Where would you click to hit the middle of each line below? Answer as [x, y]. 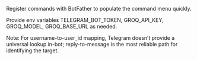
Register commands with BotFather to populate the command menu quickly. [99, 9]
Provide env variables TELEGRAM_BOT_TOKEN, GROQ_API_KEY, [85, 20]
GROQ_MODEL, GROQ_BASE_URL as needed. [62, 26]
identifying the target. [33, 50]
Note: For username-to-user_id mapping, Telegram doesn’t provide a [90, 38]
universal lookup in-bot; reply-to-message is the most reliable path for [92, 44]
